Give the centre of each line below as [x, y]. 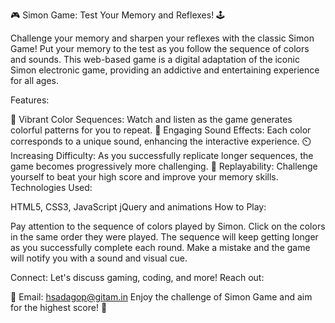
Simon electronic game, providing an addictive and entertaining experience [165, 70]
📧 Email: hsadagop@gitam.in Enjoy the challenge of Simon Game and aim [161, 297]
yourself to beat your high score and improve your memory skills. [144, 177]
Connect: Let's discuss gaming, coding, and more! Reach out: [137, 277]
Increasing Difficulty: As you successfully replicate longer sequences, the [162, 155]
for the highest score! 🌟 [59, 307]
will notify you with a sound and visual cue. [99, 258]
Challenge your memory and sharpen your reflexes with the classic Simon [162, 38]
